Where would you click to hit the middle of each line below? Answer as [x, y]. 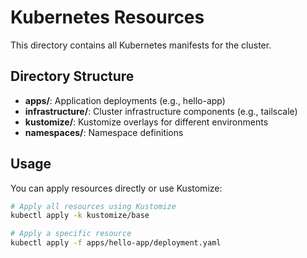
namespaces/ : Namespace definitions [104, 132]
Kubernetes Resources [107, 17]
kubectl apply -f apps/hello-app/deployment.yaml [116, 243]
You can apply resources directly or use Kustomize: [116, 188]
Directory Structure [72, 76]
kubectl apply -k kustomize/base [80, 216]
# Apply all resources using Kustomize [93, 206]
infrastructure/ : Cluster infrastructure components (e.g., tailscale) [161, 111]
